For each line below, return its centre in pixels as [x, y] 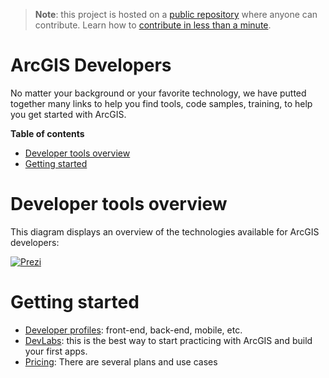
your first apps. [56, 351]
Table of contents [47, 133]
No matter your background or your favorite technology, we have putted [158, 93]
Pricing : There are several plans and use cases [121, 361]
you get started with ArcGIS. [68, 114]
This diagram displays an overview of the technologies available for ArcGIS [165, 231]
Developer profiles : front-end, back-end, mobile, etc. [133, 330]
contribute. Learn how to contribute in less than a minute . [153, 25]
